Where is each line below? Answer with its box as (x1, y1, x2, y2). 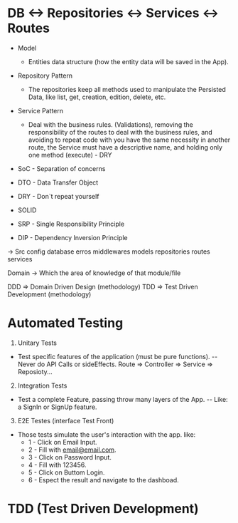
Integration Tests (17, 381, 67, 390)
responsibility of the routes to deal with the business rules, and (28, 128, 213, 136)
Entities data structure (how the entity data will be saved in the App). (28, 57, 229, 66)
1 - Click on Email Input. (28, 437, 97, 446)
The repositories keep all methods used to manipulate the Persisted (28, 85, 226, 93)
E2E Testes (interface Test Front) (17, 416, 114, 425)
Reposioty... (17, 367, 53, 376)
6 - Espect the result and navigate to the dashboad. (28, 475, 179, 484)
